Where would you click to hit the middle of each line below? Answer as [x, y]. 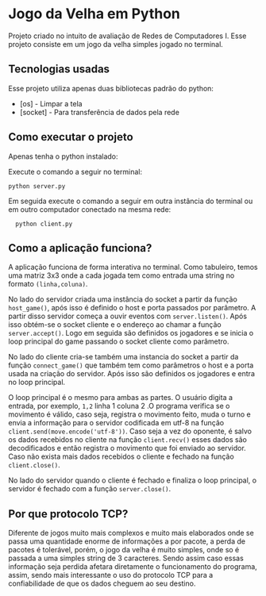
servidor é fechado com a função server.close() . [90, 489]
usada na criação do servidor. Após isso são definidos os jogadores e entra [132, 374]
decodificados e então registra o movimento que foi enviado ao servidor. [127, 448]
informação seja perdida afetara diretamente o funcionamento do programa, [133, 567]
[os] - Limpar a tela [51, 103]
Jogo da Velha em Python [94, 14]
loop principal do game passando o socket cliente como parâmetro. [119, 341]
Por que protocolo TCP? [68, 514]
